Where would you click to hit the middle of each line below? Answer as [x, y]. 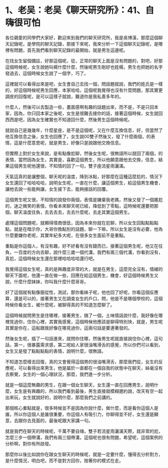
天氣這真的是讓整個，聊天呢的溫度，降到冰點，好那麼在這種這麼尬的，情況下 [84, 176]
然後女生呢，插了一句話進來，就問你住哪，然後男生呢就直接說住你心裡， [79, 338]
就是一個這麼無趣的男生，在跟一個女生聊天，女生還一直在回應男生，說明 [79, 385]
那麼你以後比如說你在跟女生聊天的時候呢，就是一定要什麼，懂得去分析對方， [84, 454]
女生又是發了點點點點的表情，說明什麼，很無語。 [55, 351]
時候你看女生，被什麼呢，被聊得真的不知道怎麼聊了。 [60, 305]
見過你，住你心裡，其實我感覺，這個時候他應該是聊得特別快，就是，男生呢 [86, 321]
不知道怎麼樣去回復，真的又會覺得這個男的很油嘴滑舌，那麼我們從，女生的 [82, 361]
